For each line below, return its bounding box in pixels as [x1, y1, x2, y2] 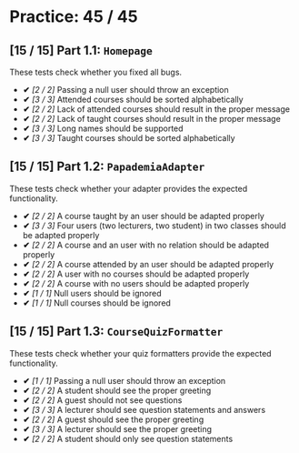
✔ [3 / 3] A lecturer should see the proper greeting [22, 423, 212, 434]
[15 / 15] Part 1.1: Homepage [9, 43, 153, 58]
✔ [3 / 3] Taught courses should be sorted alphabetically [22, 133, 235, 143]
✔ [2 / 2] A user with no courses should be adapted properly [22, 268, 250, 279]
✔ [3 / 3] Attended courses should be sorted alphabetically [22, 94, 244, 105]
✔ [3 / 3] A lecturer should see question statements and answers [22, 404, 266, 415]
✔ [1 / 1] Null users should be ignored [22, 287, 162, 298]
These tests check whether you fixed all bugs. [9, 66, 183, 77]
